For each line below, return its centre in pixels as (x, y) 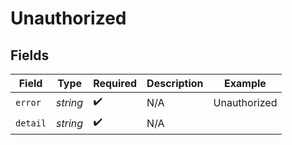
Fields (30, 55)
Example (245, 83)
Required (115, 83)
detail (31, 123)
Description (175, 83)
